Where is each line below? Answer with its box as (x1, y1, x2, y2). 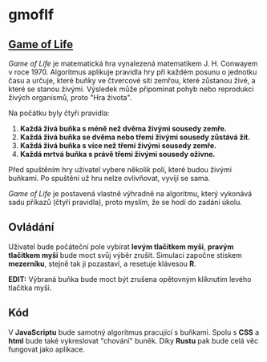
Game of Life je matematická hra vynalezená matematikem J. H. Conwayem (8, 58, 258, 68)
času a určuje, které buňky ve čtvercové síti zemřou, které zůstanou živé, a (8, 76, 256, 85)
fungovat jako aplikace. (8, 344, 86, 354)
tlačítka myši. (8, 283, 52, 292)
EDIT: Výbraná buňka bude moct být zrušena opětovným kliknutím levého (8, 274, 252, 284)
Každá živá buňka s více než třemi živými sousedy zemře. (19, 141, 217, 150)
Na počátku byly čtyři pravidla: (8, 108, 110, 118)
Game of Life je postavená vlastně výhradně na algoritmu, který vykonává (8, 189, 253, 198)
